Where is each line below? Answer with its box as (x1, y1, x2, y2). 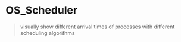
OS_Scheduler (5, 4, 78, 17)
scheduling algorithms (20, 29, 75, 36)
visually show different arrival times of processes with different (20, 23, 175, 30)
